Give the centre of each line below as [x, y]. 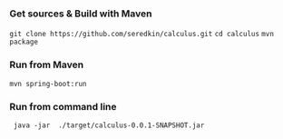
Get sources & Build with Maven [81, 14]
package [24, 42]
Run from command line [63, 106]
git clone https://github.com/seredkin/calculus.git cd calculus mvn [142, 35]
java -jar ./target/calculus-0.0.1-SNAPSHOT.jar [109, 125]
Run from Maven [47, 65]
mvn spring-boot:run [49, 84]
